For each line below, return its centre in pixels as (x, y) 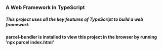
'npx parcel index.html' (30, 42)
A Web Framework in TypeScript (45, 7)
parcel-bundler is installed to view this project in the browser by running (81, 37)
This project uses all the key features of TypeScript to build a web (75, 19)
